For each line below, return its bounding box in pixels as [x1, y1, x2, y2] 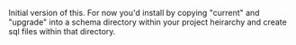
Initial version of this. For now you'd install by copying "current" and [8, 8, 260, 18]
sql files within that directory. [8, 26, 116, 36]
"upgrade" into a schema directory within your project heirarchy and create [8, 17, 287, 27]
